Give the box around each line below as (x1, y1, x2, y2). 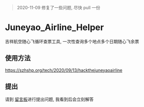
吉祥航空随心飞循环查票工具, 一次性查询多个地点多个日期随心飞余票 (5, 38, 139, 44)
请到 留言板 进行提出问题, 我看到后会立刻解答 (5, 96, 94, 102)
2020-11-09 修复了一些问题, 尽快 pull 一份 (16, 5, 100, 10)
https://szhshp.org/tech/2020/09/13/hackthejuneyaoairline (5, 67, 123, 73)
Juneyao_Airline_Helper (5, 22, 104, 33)
